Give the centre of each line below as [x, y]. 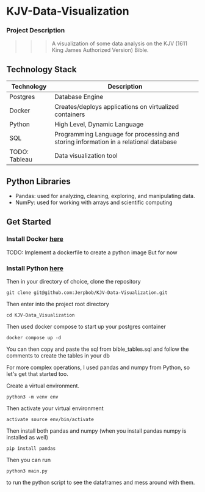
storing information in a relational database [116, 142]
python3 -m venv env [33, 397]
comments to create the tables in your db [58, 356]
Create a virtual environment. [43, 386]
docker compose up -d [34, 338]
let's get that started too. [37, 374]
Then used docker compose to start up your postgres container [86, 327]
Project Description [36, 31]
